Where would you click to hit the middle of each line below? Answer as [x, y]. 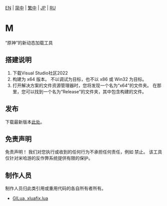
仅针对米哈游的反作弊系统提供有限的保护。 [49, 158]
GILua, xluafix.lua [30, 199]
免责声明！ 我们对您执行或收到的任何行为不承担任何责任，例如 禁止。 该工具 [84, 152]
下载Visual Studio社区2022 [40, 73]
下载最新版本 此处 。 [25, 122]
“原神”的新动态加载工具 [29, 42]
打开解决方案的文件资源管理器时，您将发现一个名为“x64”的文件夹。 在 [85, 85]
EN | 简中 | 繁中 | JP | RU [30, 8]
